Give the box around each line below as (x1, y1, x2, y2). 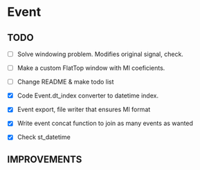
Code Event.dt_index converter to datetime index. (17, 91, 159, 100)
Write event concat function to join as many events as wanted (17, 119, 194, 128)
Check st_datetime (17, 133, 71, 142)
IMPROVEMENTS (7, 153, 82, 165)
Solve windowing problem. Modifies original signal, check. (17, 50, 183, 58)
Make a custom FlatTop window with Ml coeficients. (17, 64, 165, 73)
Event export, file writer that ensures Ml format (17, 105, 151, 114)
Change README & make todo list (17, 77, 114, 86)
